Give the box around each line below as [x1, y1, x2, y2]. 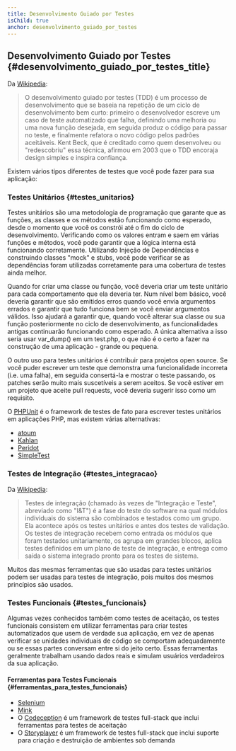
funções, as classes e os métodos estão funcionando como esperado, [7, 216, 212, 224]
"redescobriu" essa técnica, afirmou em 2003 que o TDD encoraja [24, 146, 218, 154]
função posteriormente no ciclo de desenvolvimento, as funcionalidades [7, 320, 218, 328]
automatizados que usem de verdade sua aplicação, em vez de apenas [7, 629, 214, 638]
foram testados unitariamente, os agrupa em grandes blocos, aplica [24, 536, 223, 545]
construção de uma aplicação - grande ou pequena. [7, 343, 159, 351]
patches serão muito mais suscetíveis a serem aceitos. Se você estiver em [7, 379, 224, 387]
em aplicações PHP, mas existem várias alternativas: [7, 415, 161, 423]
